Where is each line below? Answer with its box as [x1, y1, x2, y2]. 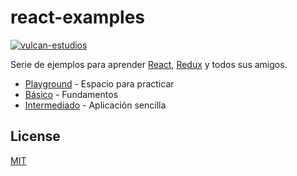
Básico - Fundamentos [24, 88, 119, 100]
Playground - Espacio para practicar [24, 77, 175, 90]
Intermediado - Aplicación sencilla [24, 99, 167, 111]
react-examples [10, 6, 146, 29]
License [10, 128, 61, 145]
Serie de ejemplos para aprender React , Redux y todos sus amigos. [10, 58, 288, 70]
